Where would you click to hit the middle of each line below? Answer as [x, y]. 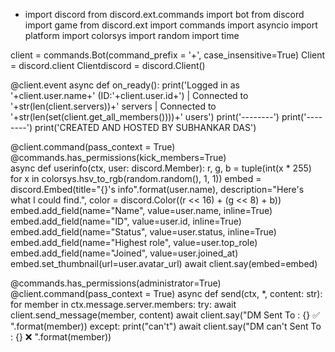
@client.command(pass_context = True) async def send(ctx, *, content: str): [166, 293]
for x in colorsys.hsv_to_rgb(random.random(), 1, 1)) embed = [136, 178]
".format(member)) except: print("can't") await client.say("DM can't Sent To [166, 326]
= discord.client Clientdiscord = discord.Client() [108, 65]
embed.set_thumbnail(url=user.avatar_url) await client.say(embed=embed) [164, 263]
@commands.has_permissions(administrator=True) [116, 283]
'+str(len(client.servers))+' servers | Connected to [113, 106]
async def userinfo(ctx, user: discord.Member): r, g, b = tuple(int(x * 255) [161, 168]
